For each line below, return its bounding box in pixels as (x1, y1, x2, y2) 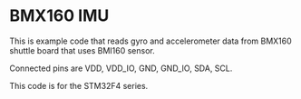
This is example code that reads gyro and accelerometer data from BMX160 (9, 35, 292, 46)
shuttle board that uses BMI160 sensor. (9, 45, 156, 55)
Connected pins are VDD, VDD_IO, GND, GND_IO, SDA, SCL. (9, 63, 233, 74)
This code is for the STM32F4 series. (9, 80, 149, 91)
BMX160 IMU (9, 5, 110, 26)
